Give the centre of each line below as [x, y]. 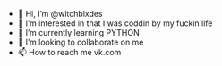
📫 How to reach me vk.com [69, 52]
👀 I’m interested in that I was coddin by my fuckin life [115, 23]
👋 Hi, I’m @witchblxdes [60, 14]
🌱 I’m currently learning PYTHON [79, 33]
